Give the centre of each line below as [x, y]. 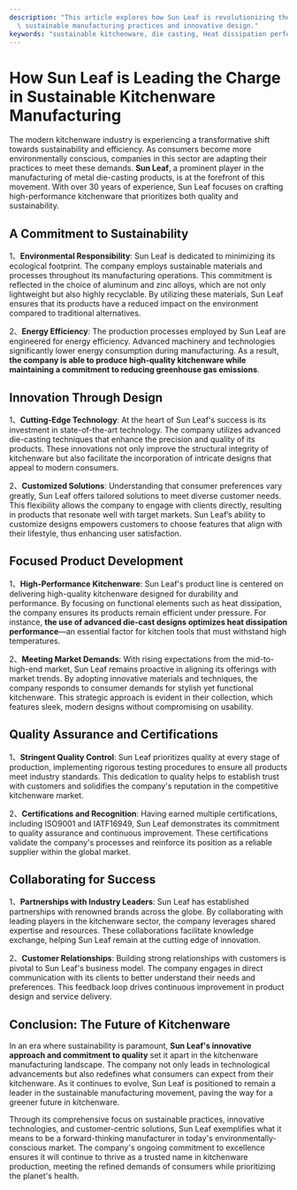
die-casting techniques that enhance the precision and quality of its [132, 439]
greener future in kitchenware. [65, 1102]
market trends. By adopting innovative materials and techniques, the [133, 678]
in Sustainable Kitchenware [112, 96]
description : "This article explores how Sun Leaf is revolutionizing [142, 17]
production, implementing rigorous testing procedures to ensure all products [148, 766]
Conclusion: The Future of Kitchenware [120, 1024]
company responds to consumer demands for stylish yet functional [131, 688]
